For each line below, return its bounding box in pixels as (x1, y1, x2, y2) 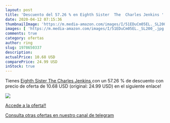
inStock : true (5, 64, 35, 69)
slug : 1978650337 (5, 45, 42, 50)
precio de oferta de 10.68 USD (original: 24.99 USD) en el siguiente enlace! (5, 83, 161, 89)
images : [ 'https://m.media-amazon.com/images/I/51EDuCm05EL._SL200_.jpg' (5, 26, 166, 31)
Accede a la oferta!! (5, 102, 47, 109)
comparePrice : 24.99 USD (5, 59, 58, 64)
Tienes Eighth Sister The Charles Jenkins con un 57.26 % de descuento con (5, 78, 164, 84)
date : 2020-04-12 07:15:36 (5, 17, 62, 22)
